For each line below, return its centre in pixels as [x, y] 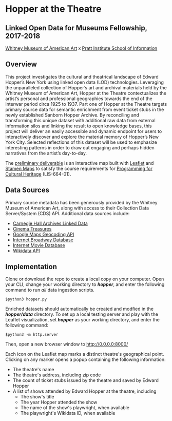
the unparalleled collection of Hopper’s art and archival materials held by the [86, 87]
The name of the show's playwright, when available [75, 408]
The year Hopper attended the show [59, 402]
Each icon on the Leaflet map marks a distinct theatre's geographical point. [85, 354]
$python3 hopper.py [26, 299]
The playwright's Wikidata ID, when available [68, 413]
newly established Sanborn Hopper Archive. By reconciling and [72, 115]
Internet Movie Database [39, 245]
